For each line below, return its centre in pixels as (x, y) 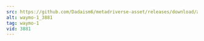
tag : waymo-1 (23, 23)
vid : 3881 (19, 29)
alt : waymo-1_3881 (29, 17)
